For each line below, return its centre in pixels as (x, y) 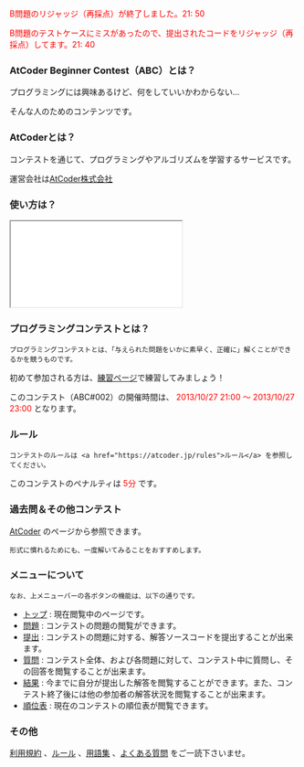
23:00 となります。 (46, 409)
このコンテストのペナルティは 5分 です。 (85, 484)
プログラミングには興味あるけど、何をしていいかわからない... (125, 92)
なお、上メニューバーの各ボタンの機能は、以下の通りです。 (104, 596)
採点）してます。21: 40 (52, 44)
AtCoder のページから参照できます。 (78, 531)
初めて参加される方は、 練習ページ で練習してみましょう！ (117, 378)
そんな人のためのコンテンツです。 (73, 112)
